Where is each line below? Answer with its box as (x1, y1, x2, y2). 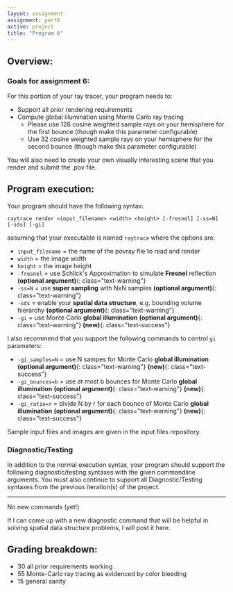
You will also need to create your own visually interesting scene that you (7, 156, 214, 164)
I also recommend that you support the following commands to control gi (7, 334, 216, 343)
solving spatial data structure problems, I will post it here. (7, 524, 171, 532)
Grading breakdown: (7, 543, 98, 556)
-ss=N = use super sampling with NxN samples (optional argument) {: (17, 283, 217, 292)
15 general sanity (17, 577, 67, 585)
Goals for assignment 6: (7, 76, 90, 85)
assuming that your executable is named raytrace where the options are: (7, 233, 216, 242)
